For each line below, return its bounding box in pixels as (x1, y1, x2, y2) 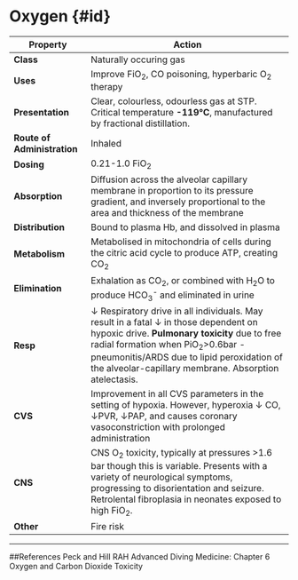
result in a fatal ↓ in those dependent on (90, 316, 259, 329)
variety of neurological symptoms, (90, 471, 233, 483)
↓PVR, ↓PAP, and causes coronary (90, 410, 238, 423)
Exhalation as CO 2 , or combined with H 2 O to (90, 274, 275, 288)
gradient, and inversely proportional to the (90, 195, 266, 208)
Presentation (13, 107, 69, 119)
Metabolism (13, 247, 65, 259)
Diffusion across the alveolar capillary (90, 173, 248, 186)
